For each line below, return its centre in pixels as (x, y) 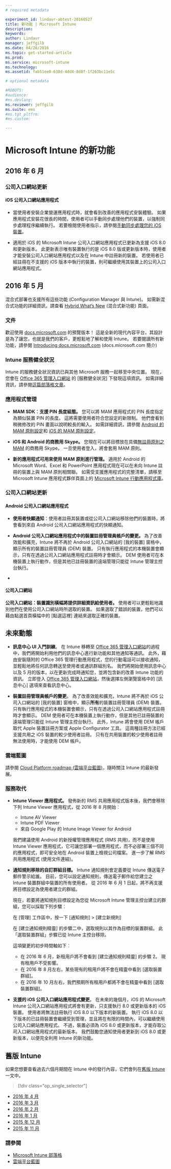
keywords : (16, 34)
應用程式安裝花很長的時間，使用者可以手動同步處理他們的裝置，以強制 (87, 219)
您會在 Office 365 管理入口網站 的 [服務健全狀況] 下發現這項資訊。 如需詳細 (84, 378)
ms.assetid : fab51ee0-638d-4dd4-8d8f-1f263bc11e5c (60, 72)
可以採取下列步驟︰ (46, 907)
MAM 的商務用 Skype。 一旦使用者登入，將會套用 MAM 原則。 (78, 448)
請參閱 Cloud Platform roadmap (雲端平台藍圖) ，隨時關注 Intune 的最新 (80, 767)
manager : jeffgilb (25, 43)
